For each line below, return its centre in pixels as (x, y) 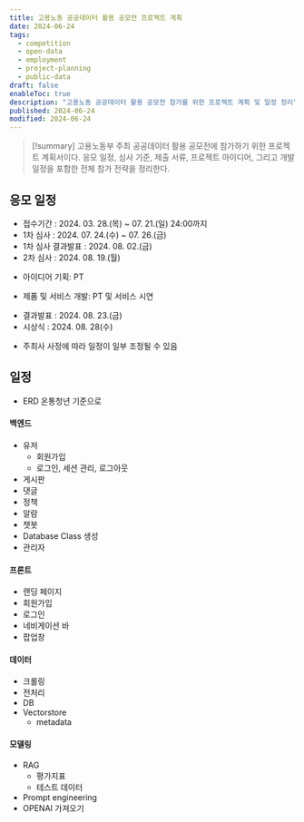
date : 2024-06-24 (42, 26)
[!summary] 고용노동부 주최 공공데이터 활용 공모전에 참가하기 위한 (149, 146)
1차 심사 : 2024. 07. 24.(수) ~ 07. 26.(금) (94, 235)
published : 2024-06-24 (52, 111)
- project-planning (54, 69)
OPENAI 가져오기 (53, 807)
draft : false (34, 85)
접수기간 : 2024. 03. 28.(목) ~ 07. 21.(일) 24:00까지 (115, 223)
